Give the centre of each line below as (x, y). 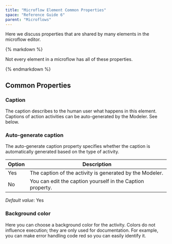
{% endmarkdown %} (28, 69)
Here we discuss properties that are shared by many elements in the (77, 34)
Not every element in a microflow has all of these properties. (69, 59)
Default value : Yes (25, 201)
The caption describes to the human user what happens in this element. (81, 111)
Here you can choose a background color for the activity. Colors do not (80, 225)
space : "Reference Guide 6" (35, 15)
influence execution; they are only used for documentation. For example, (82, 230)
